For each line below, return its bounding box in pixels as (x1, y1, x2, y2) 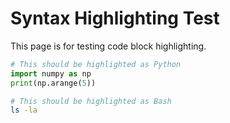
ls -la (10, 105, 38, 116)
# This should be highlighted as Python (10, 59, 182, 69)
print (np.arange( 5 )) (10, 78, 97, 88)
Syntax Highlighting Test (10, 7, 220, 30)
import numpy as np (10, 68, 92, 79)
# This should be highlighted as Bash (10, 96, 172, 106)
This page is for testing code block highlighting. (10, 40, 207, 52)
